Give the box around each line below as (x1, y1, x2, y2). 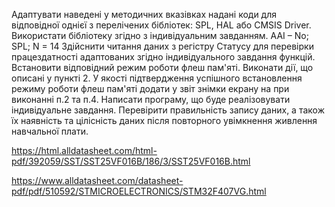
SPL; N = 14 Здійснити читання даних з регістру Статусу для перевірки (11, 40, 314, 52)
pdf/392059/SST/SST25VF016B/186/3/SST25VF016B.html (11, 155, 251, 167)
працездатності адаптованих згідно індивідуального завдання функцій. (11, 51, 316, 63)
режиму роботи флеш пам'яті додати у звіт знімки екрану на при (11, 83, 290, 94)
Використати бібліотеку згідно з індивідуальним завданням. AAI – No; (11, 30, 309, 41)
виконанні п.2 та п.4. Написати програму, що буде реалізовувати (11, 94, 291, 105)
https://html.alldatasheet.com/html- (11, 145, 158, 156)
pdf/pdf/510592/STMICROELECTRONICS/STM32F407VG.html (11, 185, 267, 197)
